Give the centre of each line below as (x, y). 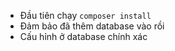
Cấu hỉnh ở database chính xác (83, 36)
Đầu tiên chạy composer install (85, 15)
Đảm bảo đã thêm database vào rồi (92, 26)
